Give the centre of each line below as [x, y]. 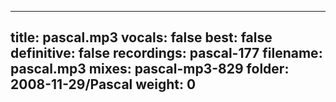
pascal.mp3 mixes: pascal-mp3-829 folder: [150, 69]
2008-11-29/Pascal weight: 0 [103, 84]
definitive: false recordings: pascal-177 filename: [166, 53]
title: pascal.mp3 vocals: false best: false [141, 37]
